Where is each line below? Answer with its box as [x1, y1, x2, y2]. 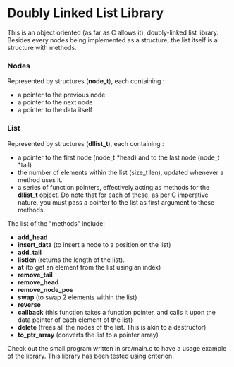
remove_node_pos [17, 285, 74, 294]
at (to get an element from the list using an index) [17, 263, 161, 271]
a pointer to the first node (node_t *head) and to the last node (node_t [17, 153, 220, 162]
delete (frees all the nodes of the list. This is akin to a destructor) [17, 323, 207, 331]
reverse [17, 300, 41, 308]
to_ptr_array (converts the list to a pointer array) [17, 330, 159, 339]
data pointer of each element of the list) [17, 315, 133, 324]
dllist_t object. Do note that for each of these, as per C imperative [17, 191, 209, 199]
